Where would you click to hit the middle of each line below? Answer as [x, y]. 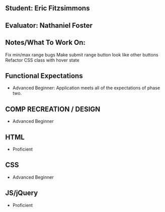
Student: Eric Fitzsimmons [48, 8]
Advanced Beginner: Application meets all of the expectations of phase [86, 88]
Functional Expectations [44, 76]
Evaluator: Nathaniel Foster [49, 25]
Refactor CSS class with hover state [42, 60]
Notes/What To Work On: [45, 43]
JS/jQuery [22, 193]
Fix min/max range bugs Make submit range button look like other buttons [82, 54]
